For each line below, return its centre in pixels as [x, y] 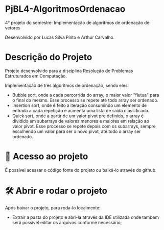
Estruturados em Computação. [36, 76]
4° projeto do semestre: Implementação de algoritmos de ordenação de [77, 23]
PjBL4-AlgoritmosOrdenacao [65, 9]
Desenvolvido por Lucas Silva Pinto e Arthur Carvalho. [60, 37]
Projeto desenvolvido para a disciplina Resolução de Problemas [69, 71]
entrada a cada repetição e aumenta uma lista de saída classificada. [81, 110]
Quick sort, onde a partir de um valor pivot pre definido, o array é [78, 116]
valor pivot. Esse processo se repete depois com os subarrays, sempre [84, 126]
